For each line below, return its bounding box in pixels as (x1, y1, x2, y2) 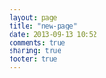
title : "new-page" (9, 22, 77, 30)
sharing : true (9, 47, 62, 56)
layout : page (9, 13, 58, 22)
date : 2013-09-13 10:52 (9, 30, 98, 39)
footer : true (9, 55, 58, 64)
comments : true (9, 38, 66, 48)
